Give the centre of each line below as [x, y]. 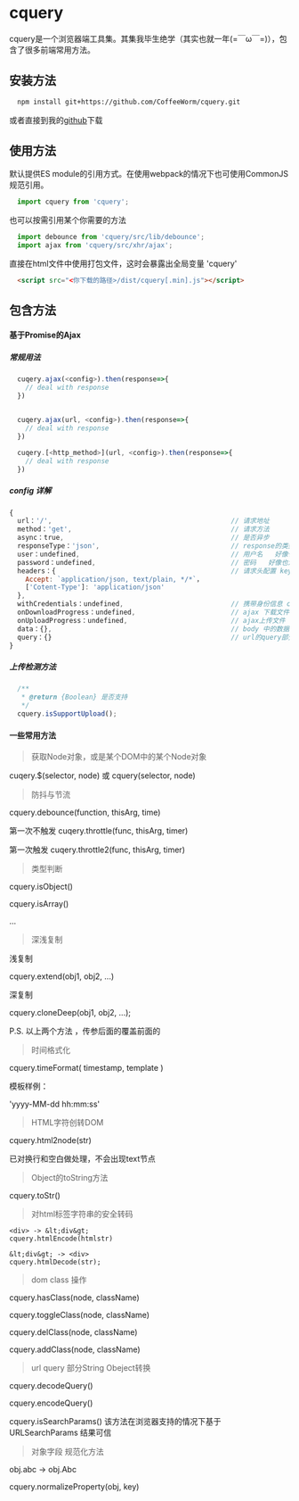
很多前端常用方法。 [60, 50]
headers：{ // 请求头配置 [147, 571]
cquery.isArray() [39, 904]
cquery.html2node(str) [50, 1140]
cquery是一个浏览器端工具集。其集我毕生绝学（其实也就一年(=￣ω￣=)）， [145, 38]
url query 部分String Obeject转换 [91, 1368]
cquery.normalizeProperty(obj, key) [74, 1487]
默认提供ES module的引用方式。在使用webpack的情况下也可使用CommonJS [149, 174]
